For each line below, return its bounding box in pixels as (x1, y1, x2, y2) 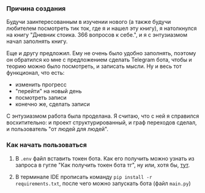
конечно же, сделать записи (15, 100, 91, 108)
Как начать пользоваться (6, 141, 87, 149)
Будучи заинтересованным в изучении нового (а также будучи (6, 18, 171, 26)
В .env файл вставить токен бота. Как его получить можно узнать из (15, 154, 195, 162)
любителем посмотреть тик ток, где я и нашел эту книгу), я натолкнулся (6, 25, 197, 32)
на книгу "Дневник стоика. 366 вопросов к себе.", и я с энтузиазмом (6, 31, 188, 39)
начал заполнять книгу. (6, 38, 68, 45)
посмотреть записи (15, 94, 67, 102)
